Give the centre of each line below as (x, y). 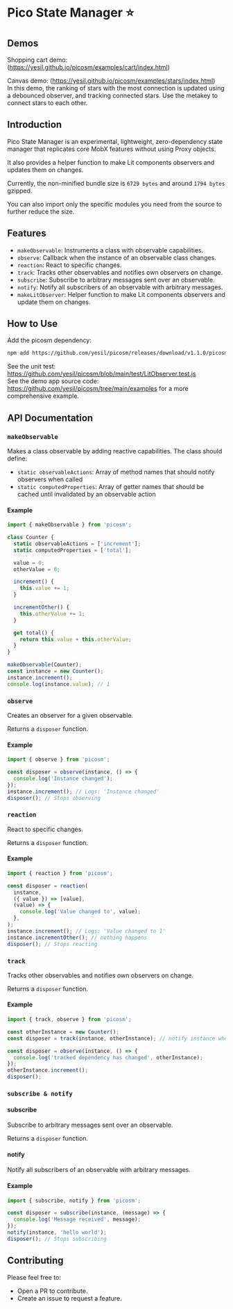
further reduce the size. (41, 211)
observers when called (50, 479)
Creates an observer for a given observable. (70, 715)
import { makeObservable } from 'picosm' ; (69, 525)
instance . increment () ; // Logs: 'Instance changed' (83, 792)
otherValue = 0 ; (37, 569)
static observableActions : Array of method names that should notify (116, 472)
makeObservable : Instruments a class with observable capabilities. (110, 250)
